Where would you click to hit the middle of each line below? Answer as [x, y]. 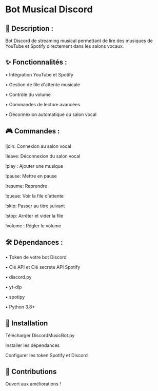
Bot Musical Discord [49, 9]
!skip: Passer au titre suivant [35, 206]
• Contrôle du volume [28, 94]
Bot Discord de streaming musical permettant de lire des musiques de [79, 41]
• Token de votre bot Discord [36, 257]
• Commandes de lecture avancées [43, 104]
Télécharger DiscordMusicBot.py [40, 336]
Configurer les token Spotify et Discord [47, 356]
